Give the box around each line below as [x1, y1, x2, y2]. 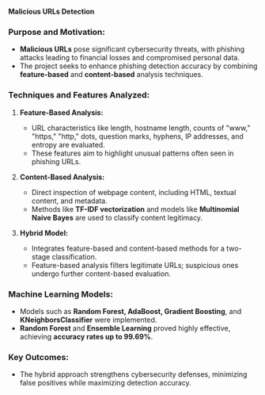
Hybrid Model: [19, 228, 69, 237]
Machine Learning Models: [8, 289, 113, 300]
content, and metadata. [31, 196, 108, 205]
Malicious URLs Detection [8, 7, 95, 16]
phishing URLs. [31, 156, 81, 166]
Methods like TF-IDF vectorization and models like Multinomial [31, 204, 240, 213]
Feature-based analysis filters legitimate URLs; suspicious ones [31, 260, 239, 270]
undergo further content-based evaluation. [31, 269, 172, 278]
